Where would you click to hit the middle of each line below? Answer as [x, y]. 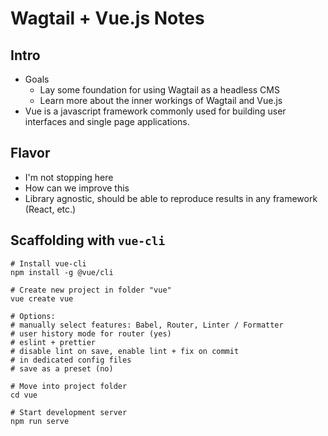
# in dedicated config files [71, 360]
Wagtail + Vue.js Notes [107, 18]
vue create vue [42, 298]
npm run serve [40, 421]
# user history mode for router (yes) [91, 333]
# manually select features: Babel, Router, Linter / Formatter [147, 325]
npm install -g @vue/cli [62, 272]
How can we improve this [77, 188]
